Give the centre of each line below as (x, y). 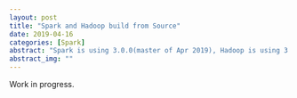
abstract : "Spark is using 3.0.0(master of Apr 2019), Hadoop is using (144, 51)
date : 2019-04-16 (41, 34)
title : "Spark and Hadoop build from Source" (95, 26)
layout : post (33, 17)
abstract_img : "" (41, 59)
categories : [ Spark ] (48, 42)
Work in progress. (42, 84)
